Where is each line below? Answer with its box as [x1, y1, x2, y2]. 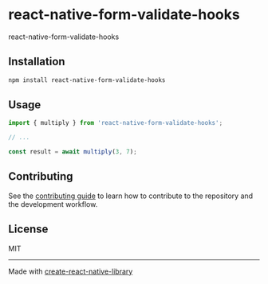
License [8, 223, 49, 236]
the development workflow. [8, 199, 98, 208]
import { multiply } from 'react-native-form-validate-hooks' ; [8, 119, 223, 127]
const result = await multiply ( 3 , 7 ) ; [8, 148, 137, 156]
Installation [8, 55, 65, 68]
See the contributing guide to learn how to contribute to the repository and [8, 191, 254, 200]
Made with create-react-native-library [8, 266, 133, 276]
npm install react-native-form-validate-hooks [8, 76, 166, 84]
